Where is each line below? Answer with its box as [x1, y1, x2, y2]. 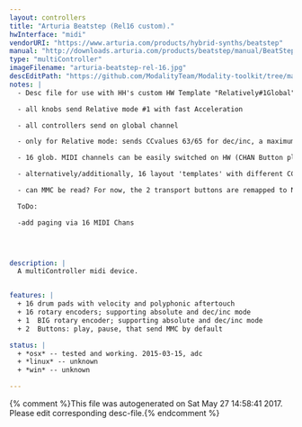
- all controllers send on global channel [17, 120, 179, 130]
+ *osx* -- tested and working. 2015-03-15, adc [17, 349, 203, 358]
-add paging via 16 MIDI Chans [17, 218, 135, 227]
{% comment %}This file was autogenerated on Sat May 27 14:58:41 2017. [9, 398, 283, 409]
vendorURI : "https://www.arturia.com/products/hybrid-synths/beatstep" [9, 38, 283, 48]
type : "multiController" [9, 55, 102, 64]
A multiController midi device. [17, 267, 139, 276]
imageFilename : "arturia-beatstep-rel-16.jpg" [9, 64, 187, 73]
